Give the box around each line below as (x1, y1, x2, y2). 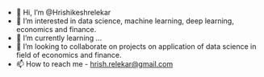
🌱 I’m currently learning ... (15, 33, 103, 43)
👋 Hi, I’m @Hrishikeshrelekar (15, 8, 111, 17)
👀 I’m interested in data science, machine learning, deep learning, (15, 16, 234, 26)
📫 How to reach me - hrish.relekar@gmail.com (15, 59, 174, 68)
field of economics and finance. (15, 51, 122, 59)
